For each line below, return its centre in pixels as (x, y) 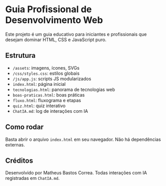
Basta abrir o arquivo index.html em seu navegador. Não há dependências (83, 139)
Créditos (19, 160)
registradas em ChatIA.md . (32, 178)
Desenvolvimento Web (54, 20)
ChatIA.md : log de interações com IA (50, 111)
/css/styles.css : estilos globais (46, 73)
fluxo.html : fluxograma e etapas (47, 100)
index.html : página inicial (39, 84)
